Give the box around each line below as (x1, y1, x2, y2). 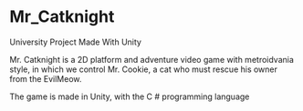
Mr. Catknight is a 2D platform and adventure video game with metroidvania (9, 54, 295, 65)
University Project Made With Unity (9, 36, 141, 47)
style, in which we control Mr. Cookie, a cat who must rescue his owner (9, 64, 278, 75)
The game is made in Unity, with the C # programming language (9, 91, 250, 102)
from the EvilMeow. (9, 73, 82, 84)
